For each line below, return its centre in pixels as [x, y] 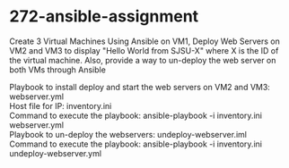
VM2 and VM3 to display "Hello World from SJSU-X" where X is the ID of [144, 50]
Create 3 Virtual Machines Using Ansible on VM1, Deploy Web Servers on [144, 41]
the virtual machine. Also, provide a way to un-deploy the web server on [143, 60]
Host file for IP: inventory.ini [61, 105]
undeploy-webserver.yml [55, 153]
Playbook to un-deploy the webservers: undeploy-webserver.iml [128, 134]
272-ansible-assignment [104, 17]
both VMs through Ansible [57, 70]
